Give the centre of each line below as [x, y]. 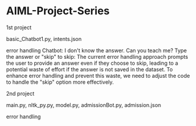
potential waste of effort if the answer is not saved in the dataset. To [90, 69]
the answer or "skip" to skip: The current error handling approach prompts [97, 56]
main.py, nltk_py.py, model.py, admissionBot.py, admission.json [84, 105]
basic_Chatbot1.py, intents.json [44, 39]
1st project [19, 27]
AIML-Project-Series [58, 11]
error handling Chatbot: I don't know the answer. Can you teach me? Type [97, 50]
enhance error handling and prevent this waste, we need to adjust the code [98, 75]
